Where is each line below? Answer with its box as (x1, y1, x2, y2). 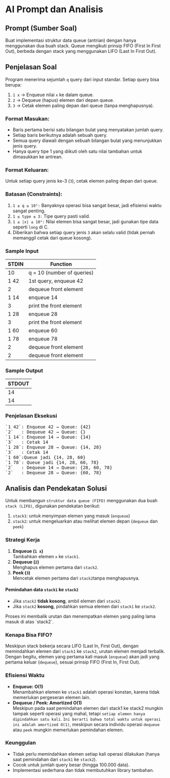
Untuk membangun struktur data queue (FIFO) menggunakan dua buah (5, 498, 158, 504)
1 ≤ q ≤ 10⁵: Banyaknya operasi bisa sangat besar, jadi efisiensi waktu (12, 202, 162, 208)
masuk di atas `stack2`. (5, 618, 54, 624)
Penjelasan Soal (5, 63, 57, 72)
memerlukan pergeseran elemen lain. (12, 694, 91, 700)
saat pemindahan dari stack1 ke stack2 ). (12, 756, 97, 762)
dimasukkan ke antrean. (12, 154, 63, 160)
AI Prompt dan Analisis (5, 4, 104, 15)
